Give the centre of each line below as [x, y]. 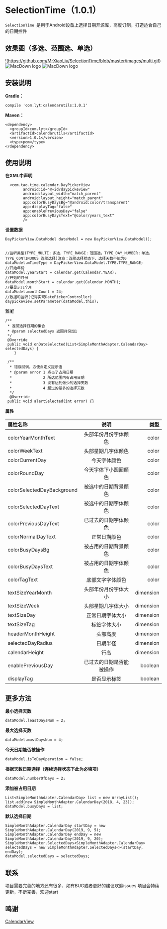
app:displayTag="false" [47, 207]
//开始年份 [15, 268]
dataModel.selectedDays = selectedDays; [48, 856]
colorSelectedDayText [34, 507]
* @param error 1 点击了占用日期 [42, 372]
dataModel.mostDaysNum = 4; [34, 740]
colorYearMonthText [32, 438]
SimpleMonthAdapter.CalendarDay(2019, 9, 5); [53, 830]
